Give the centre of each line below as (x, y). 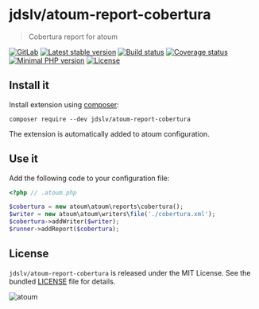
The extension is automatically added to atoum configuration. (109, 133)
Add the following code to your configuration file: (89, 178)
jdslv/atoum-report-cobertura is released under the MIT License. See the (130, 272)
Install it (29, 85)
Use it (23, 159)
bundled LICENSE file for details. (62, 281)
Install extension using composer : (64, 104)
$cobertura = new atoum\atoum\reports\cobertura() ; (96, 207)
